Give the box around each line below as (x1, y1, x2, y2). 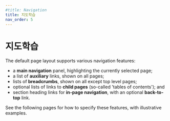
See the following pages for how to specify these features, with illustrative (5, 105, 162, 111)
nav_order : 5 (5, 17, 33, 22)
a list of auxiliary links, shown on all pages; (12, 73, 104, 79)
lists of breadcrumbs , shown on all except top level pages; (12, 79, 137, 85)
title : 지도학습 (5, 12, 36, 17)
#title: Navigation (5, 7, 47, 13)
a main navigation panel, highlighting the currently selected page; (12, 67, 153, 74)
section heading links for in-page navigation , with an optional (12, 89, 143, 95)
